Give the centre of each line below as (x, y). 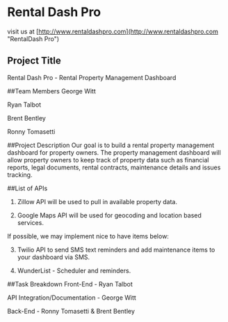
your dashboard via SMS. (54, 257)
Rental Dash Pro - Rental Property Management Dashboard (92, 77)
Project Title (34, 61)
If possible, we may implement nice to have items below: (88, 236)
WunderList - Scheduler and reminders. (74, 270)
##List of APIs (27, 188)
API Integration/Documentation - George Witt (72, 298)
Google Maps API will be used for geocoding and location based (109, 215)
